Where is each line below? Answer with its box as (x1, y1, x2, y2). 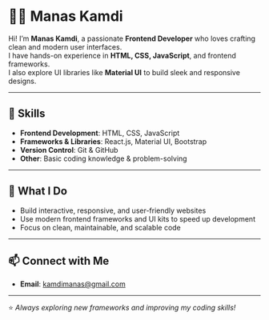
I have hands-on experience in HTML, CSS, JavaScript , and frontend (8, 50, 236, 60)
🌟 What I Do (8, 184, 68, 198)
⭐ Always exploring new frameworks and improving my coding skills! (8, 303, 236, 313)
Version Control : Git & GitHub (19, 145, 118, 154)
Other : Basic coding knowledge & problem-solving (19, 154, 187, 163)
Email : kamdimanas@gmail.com (19, 279, 126, 289)
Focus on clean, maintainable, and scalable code (19, 222, 182, 232)
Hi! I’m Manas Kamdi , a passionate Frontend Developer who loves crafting (8, 34, 256, 43)
